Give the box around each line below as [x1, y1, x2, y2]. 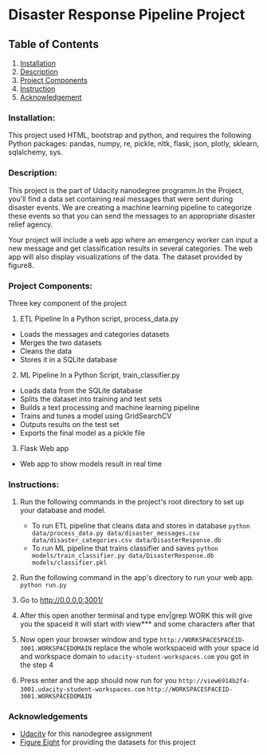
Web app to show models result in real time [19, 459, 163, 468]
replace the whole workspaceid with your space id [92, 643, 259, 653]
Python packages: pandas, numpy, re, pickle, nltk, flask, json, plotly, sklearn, [8, 139, 260, 148]
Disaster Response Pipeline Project [8, 6, 245, 24]
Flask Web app [19, 443, 69, 453]
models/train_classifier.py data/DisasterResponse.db [31, 552, 214, 560]
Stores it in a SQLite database [19, 354, 118, 364]
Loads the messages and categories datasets [19, 329, 170, 338]
